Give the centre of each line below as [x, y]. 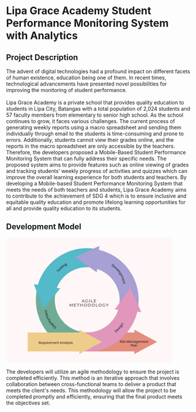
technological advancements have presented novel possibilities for [87, 84]
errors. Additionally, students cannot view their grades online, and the [90, 140]
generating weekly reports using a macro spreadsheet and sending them [94, 127]
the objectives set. [28, 403]
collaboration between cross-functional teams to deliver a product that [91, 384]
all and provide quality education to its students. [64, 208]
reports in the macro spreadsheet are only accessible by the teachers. [91, 146]
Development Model [44, 227]
